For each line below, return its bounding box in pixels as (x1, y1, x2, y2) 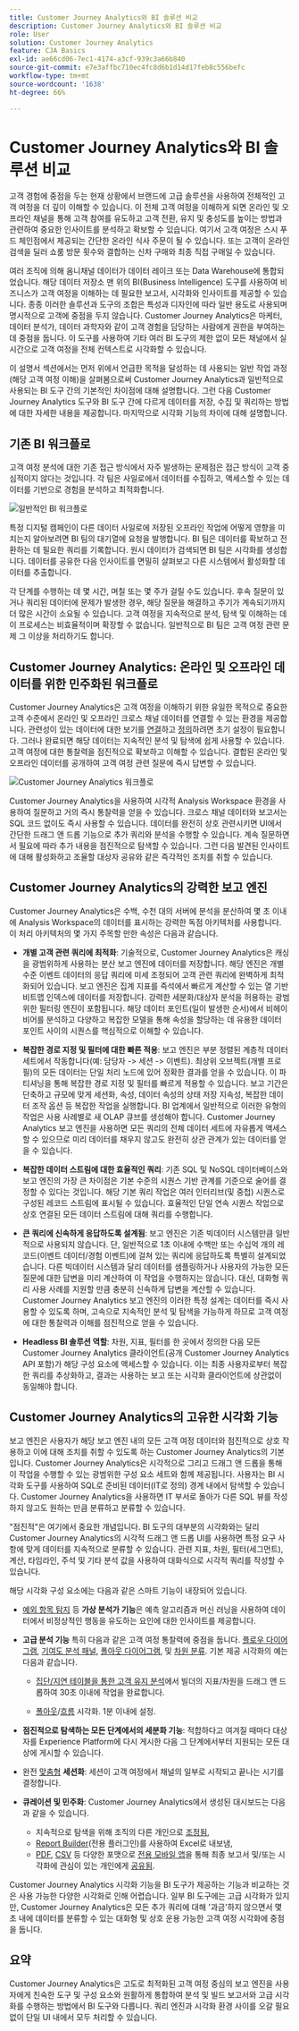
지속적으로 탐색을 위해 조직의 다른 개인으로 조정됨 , (35, 1826, 210, 1837)
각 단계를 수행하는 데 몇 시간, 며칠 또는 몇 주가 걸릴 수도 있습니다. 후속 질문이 (9, 586, 275, 597)
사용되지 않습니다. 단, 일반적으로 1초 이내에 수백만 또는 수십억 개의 (46, 1238, 276, 1249)
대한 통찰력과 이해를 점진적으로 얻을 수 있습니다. (31, 1317, 199, 1328)
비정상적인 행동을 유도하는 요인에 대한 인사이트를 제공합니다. (46, 1615, 256, 1626)
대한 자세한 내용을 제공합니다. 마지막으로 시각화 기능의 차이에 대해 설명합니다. (18, 408, 288, 419)
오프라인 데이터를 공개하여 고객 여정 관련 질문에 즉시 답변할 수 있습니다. (9, 758, 257, 769)
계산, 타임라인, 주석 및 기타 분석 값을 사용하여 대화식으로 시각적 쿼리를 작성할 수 (9, 1554, 286, 1566)
